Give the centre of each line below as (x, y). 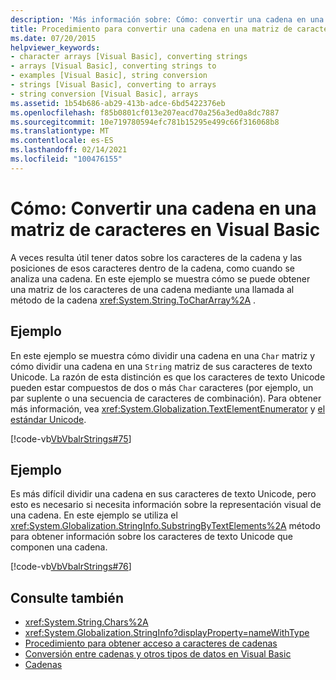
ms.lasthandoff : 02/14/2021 (69, 150)
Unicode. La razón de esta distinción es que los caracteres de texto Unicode (168, 377)
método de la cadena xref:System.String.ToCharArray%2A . (133, 300)
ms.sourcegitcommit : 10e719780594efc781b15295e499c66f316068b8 (145, 122)
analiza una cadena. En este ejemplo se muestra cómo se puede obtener (160, 278)
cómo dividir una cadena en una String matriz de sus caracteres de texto (161, 366)
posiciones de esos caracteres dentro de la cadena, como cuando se (152, 268)
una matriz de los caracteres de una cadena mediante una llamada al (152, 289)
